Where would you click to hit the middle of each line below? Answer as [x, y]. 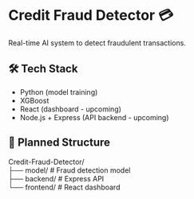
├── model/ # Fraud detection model [69, 170]
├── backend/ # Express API [56, 178]
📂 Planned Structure [59, 143]
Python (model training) [59, 92]
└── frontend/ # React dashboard [64, 187]
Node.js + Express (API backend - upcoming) [94, 117]
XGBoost [34, 100]
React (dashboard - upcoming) [71, 109]
